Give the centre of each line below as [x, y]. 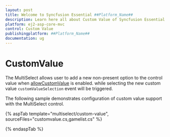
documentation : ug [25, 39]
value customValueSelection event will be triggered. [59, 88]
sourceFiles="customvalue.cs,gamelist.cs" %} [54, 119]
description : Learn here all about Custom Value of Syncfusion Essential [85, 19]
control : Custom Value [29, 29]
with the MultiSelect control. [35, 104]
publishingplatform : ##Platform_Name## [48, 34]
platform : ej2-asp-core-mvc [35, 24]
